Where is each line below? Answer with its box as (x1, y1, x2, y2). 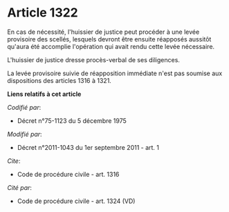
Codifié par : (7, 103, 42, 111)
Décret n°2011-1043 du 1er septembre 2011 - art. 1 (17, 143, 160, 151)
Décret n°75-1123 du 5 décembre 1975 (17, 116, 127, 125)
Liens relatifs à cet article (7, 90, 82, 98)
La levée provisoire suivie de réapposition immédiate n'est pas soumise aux (7, 69, 223, 77)
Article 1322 (7, 5, 78, 21)
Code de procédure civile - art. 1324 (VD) (17, 197, 136, 205)
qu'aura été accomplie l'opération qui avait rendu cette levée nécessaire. (7, 42, 215, 50)
